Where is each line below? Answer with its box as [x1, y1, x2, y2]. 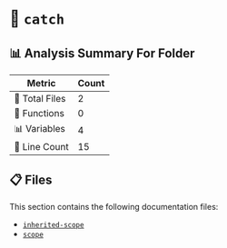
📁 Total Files [14, 93, 66, 104]
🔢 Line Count [14, 141, 70, 153]
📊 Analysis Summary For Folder [9, 45, 195, 61]
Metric [26, 77, 56, 89]
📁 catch [9, 8, 65, 29]
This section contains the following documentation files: [9, 201, 219, 212]
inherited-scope [22, 220, 84, 230]
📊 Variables [14, 123, 66, 134]
